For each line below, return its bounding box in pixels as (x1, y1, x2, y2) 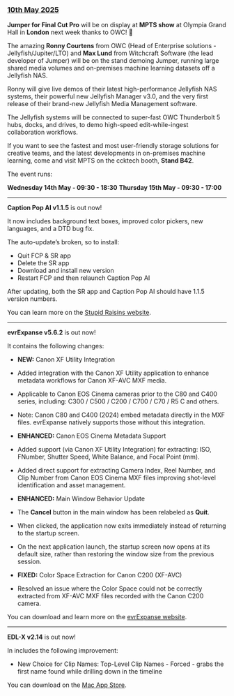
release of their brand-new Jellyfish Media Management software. (7, 100, 198, 108)
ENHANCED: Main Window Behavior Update (17, 494, 145, 503)
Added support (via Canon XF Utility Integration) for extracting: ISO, (17, 445, 212, 454)
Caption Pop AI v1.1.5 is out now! (7, 204, 102, 212)
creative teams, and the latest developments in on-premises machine (7, 149, 205, 158)
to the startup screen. (17, 529, 80, 538)
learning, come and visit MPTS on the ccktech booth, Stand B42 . (7, 156, 194, 165)
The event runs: (7, 170, 53, 179)
